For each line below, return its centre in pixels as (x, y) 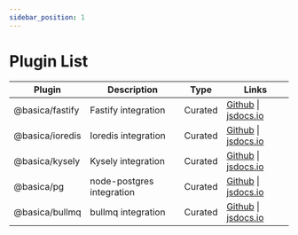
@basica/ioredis (47, 136)
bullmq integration (128, 212)
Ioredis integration (128, 136)
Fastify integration (128, 110)
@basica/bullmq (47, 212)
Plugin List (49, 61)
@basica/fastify (47, 110)
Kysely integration (128, 161)
